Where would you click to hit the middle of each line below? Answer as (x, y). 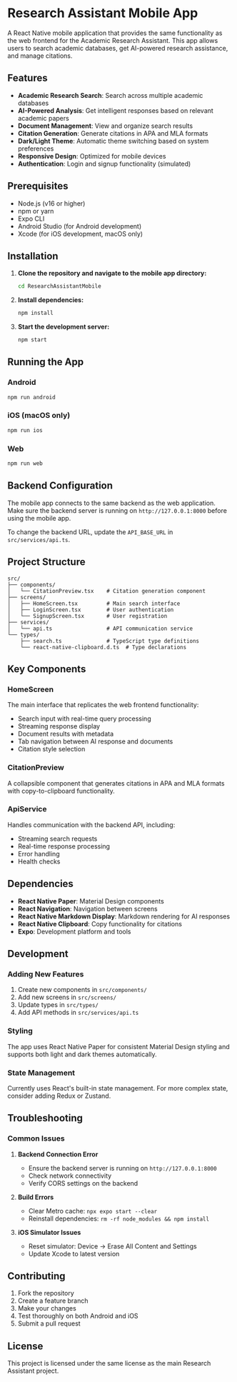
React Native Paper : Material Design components (91, 901)
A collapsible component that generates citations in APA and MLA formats (116, 783)
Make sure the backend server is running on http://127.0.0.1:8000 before (117, 510)
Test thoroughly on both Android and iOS (78, 1316)
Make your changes (47, 1308)
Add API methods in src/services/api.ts (78, 1013)
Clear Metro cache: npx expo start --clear (93, 1211)
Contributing (36, 1276)
